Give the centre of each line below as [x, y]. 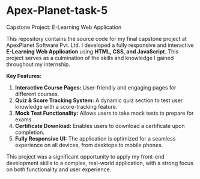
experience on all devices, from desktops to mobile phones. [89, 145]
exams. [24, 119]
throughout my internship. [38, 64]
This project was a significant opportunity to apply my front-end [86, 156]
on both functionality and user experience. [59, 169]
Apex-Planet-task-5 [57, 11]
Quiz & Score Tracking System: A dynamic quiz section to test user [99, 100]
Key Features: [24, 76]
